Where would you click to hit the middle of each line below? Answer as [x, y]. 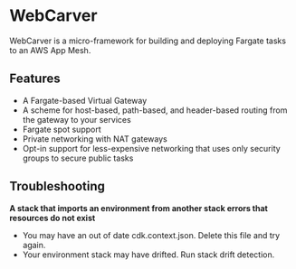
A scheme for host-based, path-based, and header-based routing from [155, 110]
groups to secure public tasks [78, 158]
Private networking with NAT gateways [95, 139]
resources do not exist [53, 218]
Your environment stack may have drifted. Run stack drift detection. [148, 255]
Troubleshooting [57, 186]
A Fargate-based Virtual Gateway [85, 100]
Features [35, 79]
